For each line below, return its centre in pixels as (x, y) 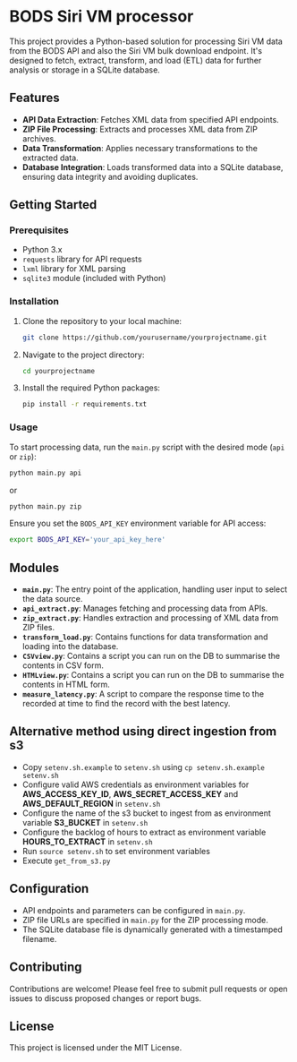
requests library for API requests (82, 259)
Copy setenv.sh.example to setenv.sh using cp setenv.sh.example (144, 767)
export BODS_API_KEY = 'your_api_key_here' (88, 540)
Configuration (49, 889)
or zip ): (23, 456)
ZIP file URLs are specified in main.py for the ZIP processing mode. (145, 920)
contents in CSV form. (63, 665)
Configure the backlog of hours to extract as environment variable (144, 832)
